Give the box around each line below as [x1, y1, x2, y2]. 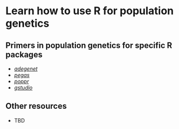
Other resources [5, 101, 67, 111]
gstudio [14, 84, 33, 91]
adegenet [14, 65, 38, 72]
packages [5, 49, 42, 60]
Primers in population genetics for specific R [5, 40, 173, 50]
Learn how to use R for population [5, 4, 174, 18]
